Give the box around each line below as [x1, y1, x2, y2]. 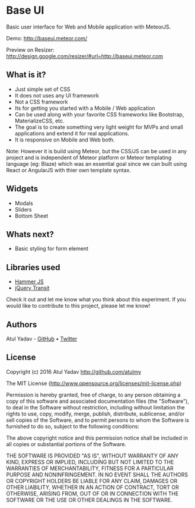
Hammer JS [14, 278, 44, 285]
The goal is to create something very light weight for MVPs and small [14, 123, 184, 131]
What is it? [6, 70, 46, 80]
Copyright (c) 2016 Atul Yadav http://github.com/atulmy [6, 368, 142, 375]
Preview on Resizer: [6, 46, 55, 53]
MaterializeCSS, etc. [14, 117, 65, 124]
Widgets [6, 184, 39, 194]
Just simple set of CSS [14, 86, 71, 93]
